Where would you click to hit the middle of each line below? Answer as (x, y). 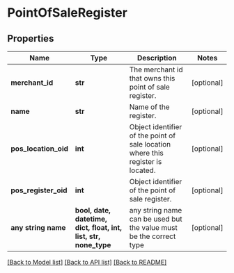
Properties (31, 39)
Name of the (149, 107)
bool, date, (93, 210)
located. (142, 170)
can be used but (156, 219)
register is (146, 162)
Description (157, 58)
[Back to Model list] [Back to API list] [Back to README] (87, 262)
